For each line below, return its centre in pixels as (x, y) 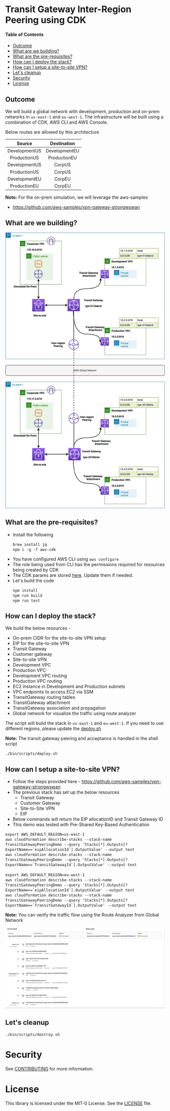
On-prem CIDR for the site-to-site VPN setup (59, 638)
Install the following (33, 534)
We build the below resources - (38, 628)
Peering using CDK (46, 20)
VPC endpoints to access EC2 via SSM (53, 692)
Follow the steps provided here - (47, 782)
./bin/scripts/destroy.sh (32, 1035)
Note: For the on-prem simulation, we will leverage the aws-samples (77, 197)
